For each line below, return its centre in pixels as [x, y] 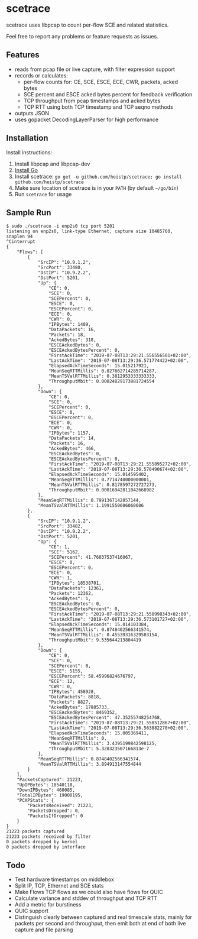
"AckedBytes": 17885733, [79, 708]
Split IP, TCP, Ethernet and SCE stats [59, 886]
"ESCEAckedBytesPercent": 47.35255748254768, [105, 718]
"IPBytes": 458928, [72, 692]
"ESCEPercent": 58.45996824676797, [92, 676]
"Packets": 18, [67, 335]
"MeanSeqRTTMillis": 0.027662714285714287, [103, 371]
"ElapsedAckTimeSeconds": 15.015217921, [99, 366]
